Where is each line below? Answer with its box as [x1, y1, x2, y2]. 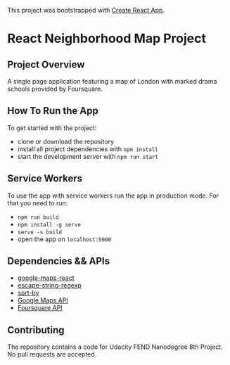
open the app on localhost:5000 [17, 235, 111, 243]
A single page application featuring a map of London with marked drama [7, 77, 217, 85]
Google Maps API [17, 296, 68, 305]
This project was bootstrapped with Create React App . [7, 6, 165, 14]
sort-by [17, 288, 39, 297]
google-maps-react [17, 274, 75, 282]
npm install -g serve [17, 221, 81, 228]
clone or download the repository [17, 137, 115, 146]
